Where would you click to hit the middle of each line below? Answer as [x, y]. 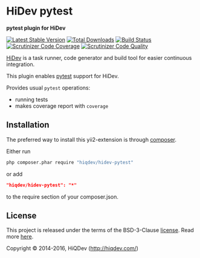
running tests [31, 99]
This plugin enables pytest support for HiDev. [63, 76]
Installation [28, 125]
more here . [20, 237]
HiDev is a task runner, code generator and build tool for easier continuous [99, 58]
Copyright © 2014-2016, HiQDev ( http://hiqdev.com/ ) [73, 248]
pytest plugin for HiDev [36, 28]
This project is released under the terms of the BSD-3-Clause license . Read [100, 230]
